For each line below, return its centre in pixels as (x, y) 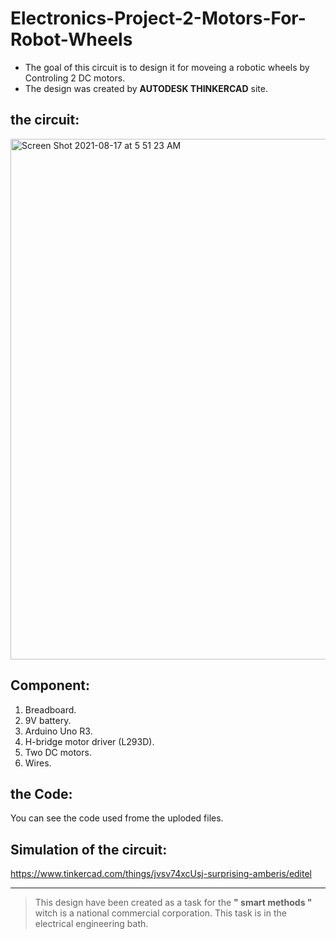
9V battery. (48, 720)
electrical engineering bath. (91, 924)
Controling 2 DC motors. (75, 78)
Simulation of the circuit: (89, 849)
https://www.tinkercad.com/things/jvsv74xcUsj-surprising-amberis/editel (161, 874)
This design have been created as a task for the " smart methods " (173, 903)
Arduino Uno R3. (58, 731)
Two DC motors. (58, 752)
